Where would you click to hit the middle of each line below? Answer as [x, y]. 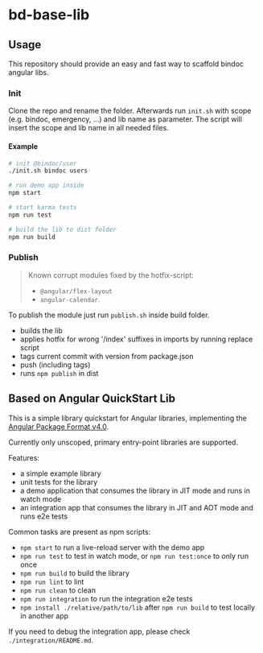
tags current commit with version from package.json [107, 356]
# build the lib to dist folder [62, 229]
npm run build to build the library [75, 572]
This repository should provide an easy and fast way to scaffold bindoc [126, 64]
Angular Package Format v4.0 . [59, 426]
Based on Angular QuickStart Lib [92, 399]
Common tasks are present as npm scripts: [80, 531]
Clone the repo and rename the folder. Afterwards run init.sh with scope [130, 111]
